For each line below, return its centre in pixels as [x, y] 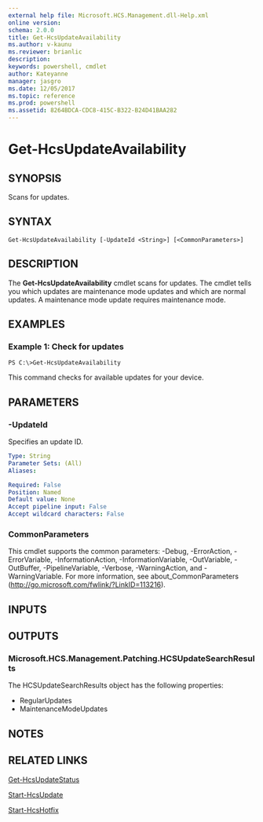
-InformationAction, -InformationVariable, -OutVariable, [144, 560]
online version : [35, 23]
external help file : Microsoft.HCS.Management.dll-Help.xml [109, 15]
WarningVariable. [36, 576]
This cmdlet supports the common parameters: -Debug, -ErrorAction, [121, 552]
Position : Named [35, 492]
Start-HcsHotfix [33, 809]
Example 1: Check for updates [66, 347]
